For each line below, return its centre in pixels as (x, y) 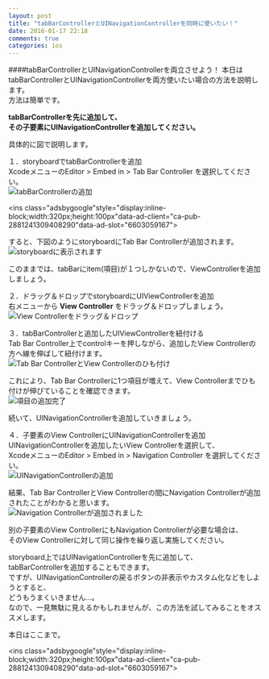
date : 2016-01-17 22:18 (48, 31)
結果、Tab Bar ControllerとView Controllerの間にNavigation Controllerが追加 (134, 493)
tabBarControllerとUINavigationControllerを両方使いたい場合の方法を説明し (134, 80)
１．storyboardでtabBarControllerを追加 (75, 161)
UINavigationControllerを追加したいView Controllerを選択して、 (114, 445)
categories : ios (35, 46)
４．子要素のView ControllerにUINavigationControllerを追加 (107, 435)
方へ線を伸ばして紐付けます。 (58, 354)
